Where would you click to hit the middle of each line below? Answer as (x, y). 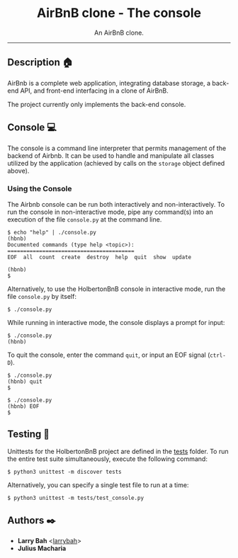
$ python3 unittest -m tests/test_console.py (75, 498)
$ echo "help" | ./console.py (52, 232)
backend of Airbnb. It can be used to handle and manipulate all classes (111, 155)
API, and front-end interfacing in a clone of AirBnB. (94, 91)
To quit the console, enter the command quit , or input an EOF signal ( (109, 355)
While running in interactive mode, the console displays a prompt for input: (116, 322)
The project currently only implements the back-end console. (97, 104)
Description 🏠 (40, 63)
